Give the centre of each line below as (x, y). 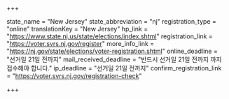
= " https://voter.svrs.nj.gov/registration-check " (74, 76)
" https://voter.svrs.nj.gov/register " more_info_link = (81, 44)
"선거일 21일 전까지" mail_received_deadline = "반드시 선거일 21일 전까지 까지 (114, 59)
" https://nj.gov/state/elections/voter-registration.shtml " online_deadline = (112, 51)
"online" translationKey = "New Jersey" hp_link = (77, 29)
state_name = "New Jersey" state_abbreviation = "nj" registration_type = (111, 21)
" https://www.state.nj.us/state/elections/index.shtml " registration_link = (110, 36)
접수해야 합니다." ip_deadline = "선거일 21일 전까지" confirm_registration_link (114, 68)
